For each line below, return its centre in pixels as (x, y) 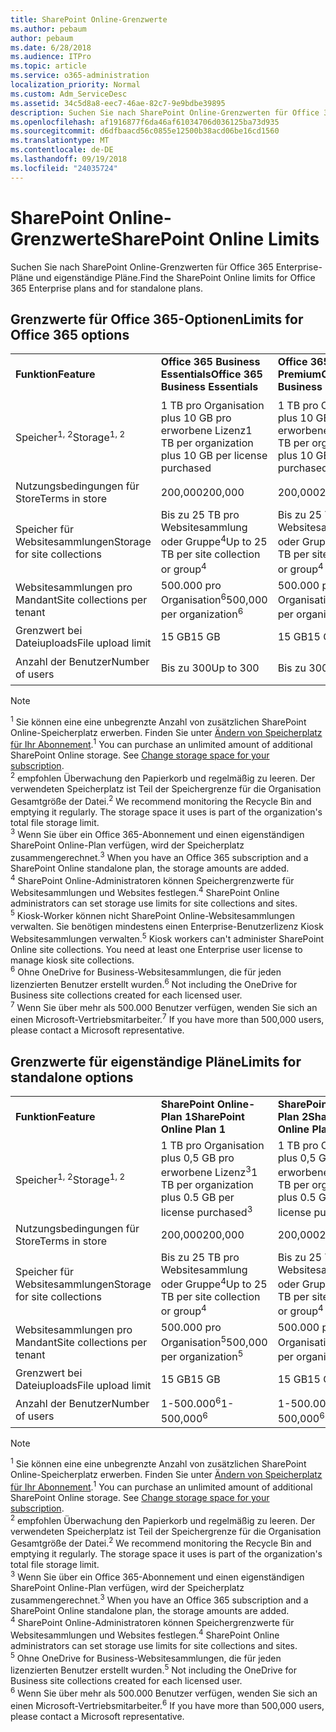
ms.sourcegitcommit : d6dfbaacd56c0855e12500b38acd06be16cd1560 (145, 131)
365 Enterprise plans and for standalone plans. (106, 288)
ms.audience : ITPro (51, 57)
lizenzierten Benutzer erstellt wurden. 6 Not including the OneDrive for (154, 983)
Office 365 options (70, 334)
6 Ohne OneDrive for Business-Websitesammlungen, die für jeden (146, 971)
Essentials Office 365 (211, 374)
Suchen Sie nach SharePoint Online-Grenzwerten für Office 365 (142, 267)
